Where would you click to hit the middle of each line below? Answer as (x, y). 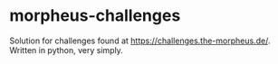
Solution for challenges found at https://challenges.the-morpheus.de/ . (140, 41)
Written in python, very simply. (67, 50)
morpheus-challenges (95, 16)
